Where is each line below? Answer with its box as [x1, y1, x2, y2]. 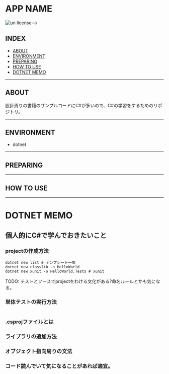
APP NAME [5, 3, 53, 15]
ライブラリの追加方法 [5, 333, 57, 340]
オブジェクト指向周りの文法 [5, 348, 72, 355]
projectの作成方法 [5, 247, 49, 254]
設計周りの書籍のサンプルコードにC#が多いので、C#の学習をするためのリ [5, 102, 158, 108]
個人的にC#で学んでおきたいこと [5, 231, 107, 240]
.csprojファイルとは [5, 318, 54, 325]
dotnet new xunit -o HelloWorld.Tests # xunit [5, 269, 105, 274]
